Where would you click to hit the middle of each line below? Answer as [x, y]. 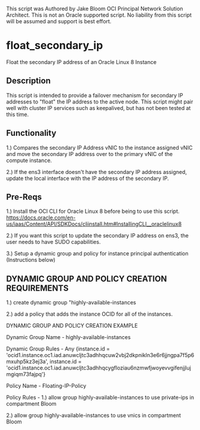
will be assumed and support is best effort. [59, 21]
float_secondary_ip [55, 46]
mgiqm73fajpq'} [26, 374]
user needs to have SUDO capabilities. [53, 242]
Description [28, 81]
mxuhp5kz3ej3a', [27, 362]
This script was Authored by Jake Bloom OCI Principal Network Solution [95, 9]
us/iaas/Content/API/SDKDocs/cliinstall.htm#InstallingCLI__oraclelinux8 [94, 224]
